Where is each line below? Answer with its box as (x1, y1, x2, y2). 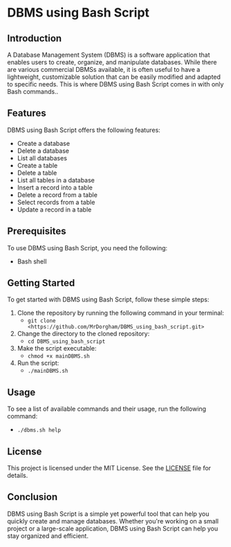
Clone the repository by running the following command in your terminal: (17, 309, 225, 317)
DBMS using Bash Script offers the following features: (7, 126, 160, 134)
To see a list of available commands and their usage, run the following (7, 405, 206, 413)
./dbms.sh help (17, 427, 62, 434)
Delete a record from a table (17, 190, 98, 198)
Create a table (17, 161, 58, 169)
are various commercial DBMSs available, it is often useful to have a (7, 66, 201, 73)
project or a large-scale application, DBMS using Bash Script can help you (7, 524, 219, 532)
